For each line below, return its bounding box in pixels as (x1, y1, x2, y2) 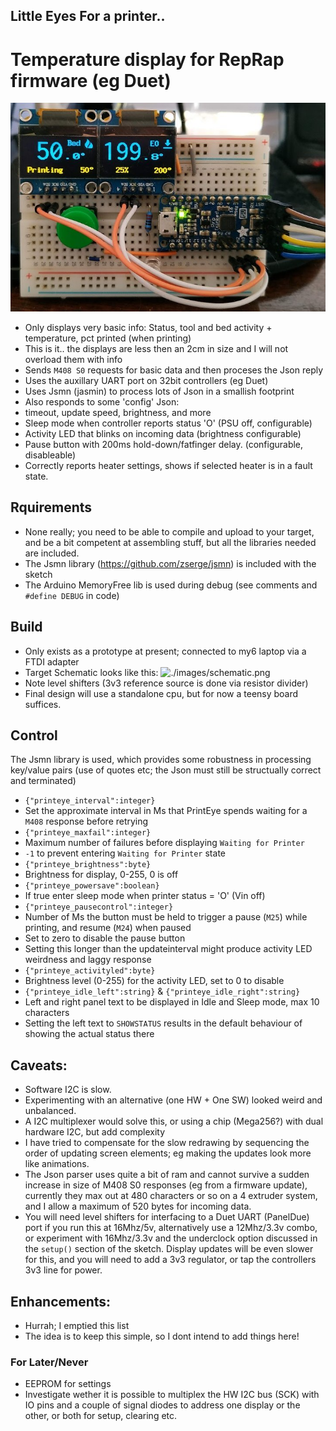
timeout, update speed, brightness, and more (24, 407, 212, 418)
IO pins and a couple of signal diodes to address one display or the (24, 1399, 301, 1411)
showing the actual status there (24, 1028, 155, 1040)
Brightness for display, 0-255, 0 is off (24, 869, 179, 881)
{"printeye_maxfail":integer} (24, 828, 152, 838)
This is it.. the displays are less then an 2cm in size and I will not (24, 343, 289, 354)
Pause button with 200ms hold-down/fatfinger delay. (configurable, (24, 439, 304, 450)
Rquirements (10, 499, 93, 516)
